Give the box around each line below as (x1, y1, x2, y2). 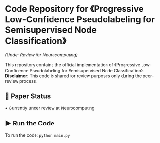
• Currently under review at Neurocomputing (5, 105, 95, 111)
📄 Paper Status (5, 92, 51, 101)
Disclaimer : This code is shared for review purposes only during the (5, 73, 142, 79)
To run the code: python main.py (5, 132, 70, 138)
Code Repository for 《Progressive (5, 3, 144, 15)
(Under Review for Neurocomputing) (5, 52, 78, 58)
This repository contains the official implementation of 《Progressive (5, 61, 140, 68)
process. (19, 78, 37, 84)
